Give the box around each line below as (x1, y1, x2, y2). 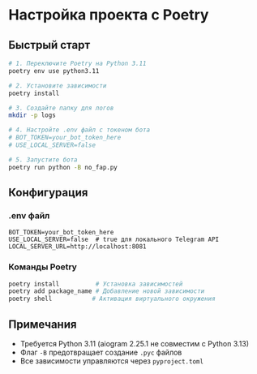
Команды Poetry (8, 261, 77, 273)
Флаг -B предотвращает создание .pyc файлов (19, 347, 182, 358)
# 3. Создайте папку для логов (8, 104, 114, 112)
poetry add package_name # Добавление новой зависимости (8, 287, 205, 295)
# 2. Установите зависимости (8, 81, 107, 90)
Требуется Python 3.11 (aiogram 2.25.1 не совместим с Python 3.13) (19, 339, 250, 349)
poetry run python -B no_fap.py (8, 163, 118, 171)
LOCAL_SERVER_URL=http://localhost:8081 (8, 243, 148, 251)
